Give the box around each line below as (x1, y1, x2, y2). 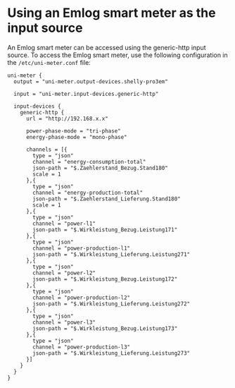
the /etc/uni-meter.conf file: (7, 58, 91, 66)
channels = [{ (25, 146, 68, 153)
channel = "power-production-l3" (32, 344, 131, 351)
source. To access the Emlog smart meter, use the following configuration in (7, 51, 229, 59)
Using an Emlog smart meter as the (7, 5, 216, 21)
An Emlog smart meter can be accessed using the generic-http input (7, 43, 206, 51)
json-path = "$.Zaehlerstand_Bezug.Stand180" (32, 164, 169, 171)
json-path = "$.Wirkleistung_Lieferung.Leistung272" (32, 300, 191, 308)
